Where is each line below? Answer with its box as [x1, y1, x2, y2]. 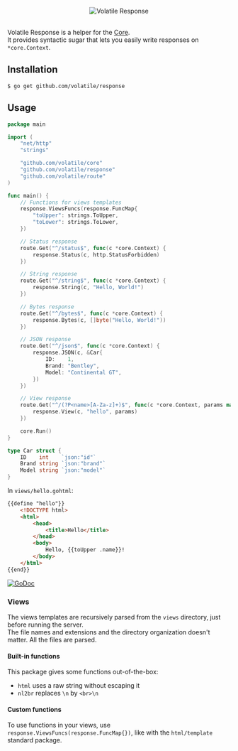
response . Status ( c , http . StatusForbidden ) [33, 251, 160, 259]
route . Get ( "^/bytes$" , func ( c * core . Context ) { [20, 310, 163, 317]
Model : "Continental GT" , [45, 369, 122, 376]
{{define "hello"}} [7, 500, 65, 507]
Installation [7, 64, 58, 76]
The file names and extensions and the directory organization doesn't [7, 627, 210, 636]
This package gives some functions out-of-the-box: [7, 668, 159, 676]
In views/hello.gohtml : [7, 487, 74, 495]
